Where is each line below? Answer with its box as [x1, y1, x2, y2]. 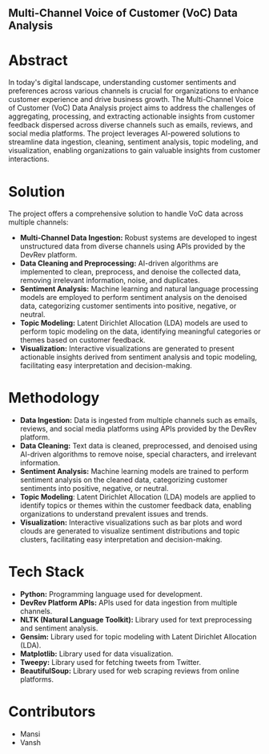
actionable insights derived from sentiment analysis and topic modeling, [19, 352, 258, 362]
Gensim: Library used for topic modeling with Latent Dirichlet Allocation [19, 632, 258, 642]
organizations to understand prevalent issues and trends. [19, 509, 209, 519]
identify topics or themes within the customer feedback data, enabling [19, 501, 252, 510]
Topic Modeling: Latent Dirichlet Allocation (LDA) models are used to [19, 318, 248, 328]
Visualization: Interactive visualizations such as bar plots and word [19, 517, 243, 528]
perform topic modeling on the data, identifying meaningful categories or [19, 326, 261, 336]
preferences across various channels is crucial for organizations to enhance [8, 86, 259, 95]
